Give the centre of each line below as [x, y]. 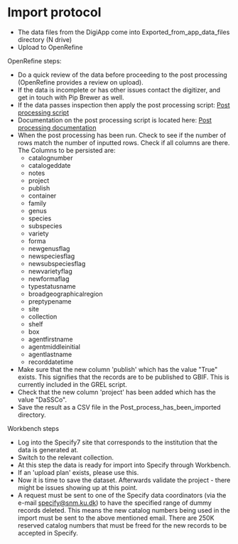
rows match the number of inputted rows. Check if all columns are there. [124, 142]
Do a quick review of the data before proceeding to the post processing [122, 75]
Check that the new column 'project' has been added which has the [117, 392]
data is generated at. [48, 449]
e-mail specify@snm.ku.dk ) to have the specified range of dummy [114, 503]
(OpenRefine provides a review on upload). [80, 82]
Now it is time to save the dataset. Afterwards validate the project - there [124, 480]
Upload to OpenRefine [50, 47]
